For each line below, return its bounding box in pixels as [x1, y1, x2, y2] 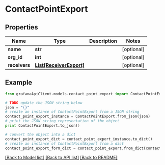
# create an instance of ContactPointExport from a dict [5, 141, 124, 146]
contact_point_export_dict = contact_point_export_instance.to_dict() [5, 137, 153, 141]
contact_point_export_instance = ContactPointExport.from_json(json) [5, 114, 151, 119]
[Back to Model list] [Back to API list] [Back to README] [5, 155, 118, 161]
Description [89, 38, 117, 44]
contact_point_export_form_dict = [5, 146, 76, 151]
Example [5, 79, 32, 87]
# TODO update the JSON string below [5, 100, 82, 105]
